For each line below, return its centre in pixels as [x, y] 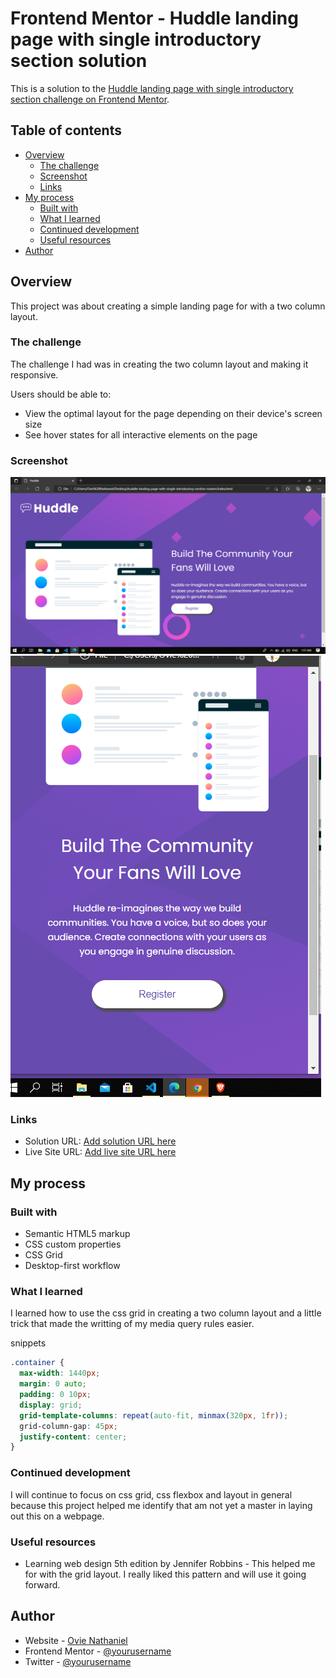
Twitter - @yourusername [78, 1661]
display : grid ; [51, 1405]
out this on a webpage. [57, 1516]
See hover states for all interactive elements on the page [141, 434]
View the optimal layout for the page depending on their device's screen [173, 413]
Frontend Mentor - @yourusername [98, 1651]
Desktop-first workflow [72, 1266]
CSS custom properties [73, 1244]
